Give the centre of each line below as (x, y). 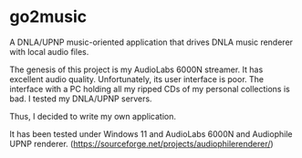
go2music (48, 17)
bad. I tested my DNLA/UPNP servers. (81, 99)
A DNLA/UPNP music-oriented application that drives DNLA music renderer (151, 42)
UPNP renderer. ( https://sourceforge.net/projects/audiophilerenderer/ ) (141, 143)
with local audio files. (49, 51)
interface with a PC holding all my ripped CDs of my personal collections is (150, 89)
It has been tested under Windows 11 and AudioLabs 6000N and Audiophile (151, 133)
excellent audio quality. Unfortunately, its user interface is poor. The (137, 79)
